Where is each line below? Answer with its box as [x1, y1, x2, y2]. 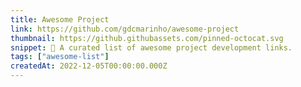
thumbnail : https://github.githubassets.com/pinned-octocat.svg [10, 33, 284, 43]
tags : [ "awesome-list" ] [10, 52, 110, 62]
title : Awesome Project [10, 14, 110, 25]
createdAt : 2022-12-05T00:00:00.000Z [10, 61, 168, 71]
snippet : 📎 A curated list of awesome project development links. [10, 42, 293, 53]
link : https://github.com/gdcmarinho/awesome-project [10, 24, 240, 34]
